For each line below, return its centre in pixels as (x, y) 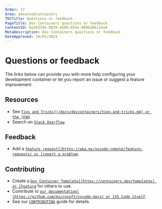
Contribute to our (29, 191)
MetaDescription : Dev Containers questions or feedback (63, 32)
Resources (22, 100)
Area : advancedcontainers (31, 14)
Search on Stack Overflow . (39, 122)
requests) (22, 154)
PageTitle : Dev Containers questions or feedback (56, 23)
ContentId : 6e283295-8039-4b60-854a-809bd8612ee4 (56, 28)
